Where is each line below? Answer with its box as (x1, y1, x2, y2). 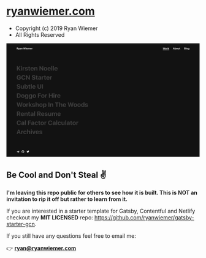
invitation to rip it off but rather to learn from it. (6, 195, 128, 203)
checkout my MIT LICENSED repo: (6, 214, 93, 221)
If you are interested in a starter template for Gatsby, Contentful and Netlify (6, 207, 196, 215)
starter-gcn (6, 221, 36, 228)
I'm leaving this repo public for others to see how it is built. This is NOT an (6, 189, 198, 197)
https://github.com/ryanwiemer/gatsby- (94, 214, 194, 221)
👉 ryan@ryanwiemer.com (6, 245, 77, 252)
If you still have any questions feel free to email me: (6, 232, 137, 240)
